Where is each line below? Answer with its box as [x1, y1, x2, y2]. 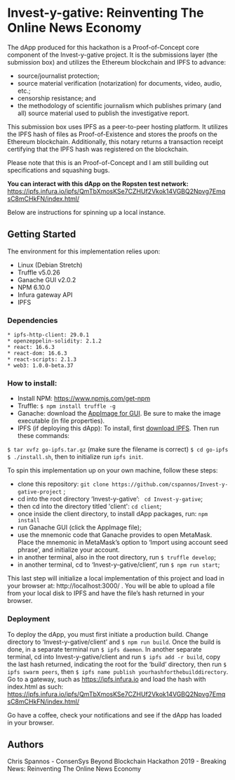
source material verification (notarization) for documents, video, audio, [17, 79, 222, 87]
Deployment [7, 614, 51, 624]
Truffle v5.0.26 [17, 268, 61, 277]
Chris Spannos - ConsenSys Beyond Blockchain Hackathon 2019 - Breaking [7, 757, 227, 766]
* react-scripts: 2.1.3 [7, 356, 77, 363]
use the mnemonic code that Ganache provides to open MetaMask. [17, 531, 213, 539]
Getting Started [7, 228, 76, 240]
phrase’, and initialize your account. [17, 546, 121, 554]
